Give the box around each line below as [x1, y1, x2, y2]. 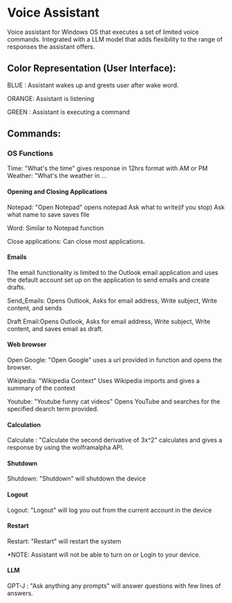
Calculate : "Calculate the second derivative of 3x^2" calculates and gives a [7, 436, 222, 444]
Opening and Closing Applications [7, 188, 108, 196]
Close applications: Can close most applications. [7, 237, 146, 245]
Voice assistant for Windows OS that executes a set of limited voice [7, 28, 199, 36]
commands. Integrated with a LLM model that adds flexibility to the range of [7, 35, 223, 43]
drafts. [7, 282, 26, 291]
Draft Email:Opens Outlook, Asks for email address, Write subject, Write [7, 317, 211, 325]
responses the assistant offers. [7, 42, 95, 51]
